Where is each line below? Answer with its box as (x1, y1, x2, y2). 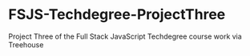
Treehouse (8, 39, 44, 49)
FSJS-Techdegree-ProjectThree (8, 6, 226, 24)
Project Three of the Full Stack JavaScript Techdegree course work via (8, 32, 242, 41)
